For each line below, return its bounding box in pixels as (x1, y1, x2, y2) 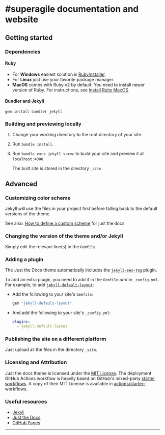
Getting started (5, 33, 53, 42)
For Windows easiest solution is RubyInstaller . (12, 71, 106, 77)
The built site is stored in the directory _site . (12, 166, 103, 172)
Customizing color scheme (5, 194, 71, 201)
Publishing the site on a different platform (5, 336, 107, 343)
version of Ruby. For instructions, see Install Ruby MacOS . (12, 87, 130, 93)
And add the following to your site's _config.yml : (12, 310, 111, 316)
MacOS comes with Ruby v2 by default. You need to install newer (12, 82, 145, 87)
